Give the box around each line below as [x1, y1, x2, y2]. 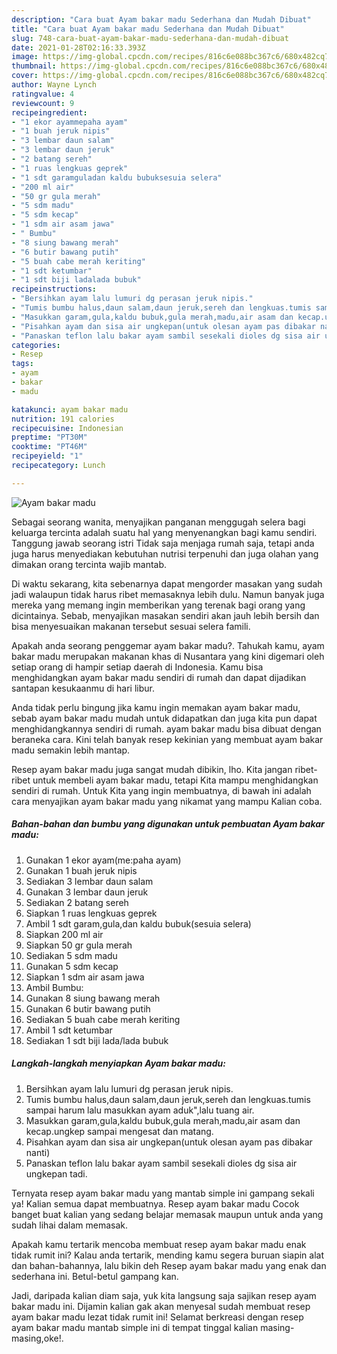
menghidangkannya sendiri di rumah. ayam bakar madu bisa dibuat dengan [11, 722, 322, 735]
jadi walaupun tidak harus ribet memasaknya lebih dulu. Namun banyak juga [11, 588, 325, 600]
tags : [11, 359, 34, 369]
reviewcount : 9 [11, 98, 75, 108]
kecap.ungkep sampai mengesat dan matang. [25, 1125, 214, 1137]
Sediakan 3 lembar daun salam [25, 875, 154, 887]
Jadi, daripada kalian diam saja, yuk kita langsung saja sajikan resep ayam [11, 1289, 317, 1301]
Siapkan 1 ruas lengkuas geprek [25, 907, 158, 919]
